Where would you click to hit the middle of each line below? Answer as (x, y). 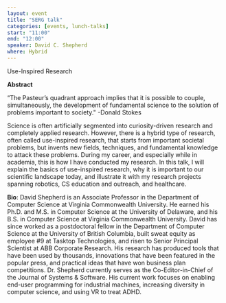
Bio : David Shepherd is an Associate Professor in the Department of (103, 197)
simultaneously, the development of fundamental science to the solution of (113, 105)
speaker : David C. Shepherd (47, 45)
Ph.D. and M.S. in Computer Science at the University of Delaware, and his (113, 211)
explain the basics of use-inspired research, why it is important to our (105, 169)
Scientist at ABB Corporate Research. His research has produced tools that (113, 248)
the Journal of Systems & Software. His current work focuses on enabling (111, 277)
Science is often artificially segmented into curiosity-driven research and (110, 125)
